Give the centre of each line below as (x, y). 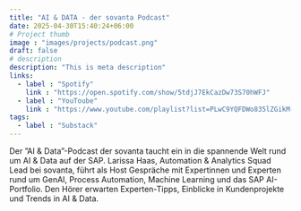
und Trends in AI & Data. (54, 198)
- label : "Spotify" (56, 84)
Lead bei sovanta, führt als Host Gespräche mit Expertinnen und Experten (146, 170)
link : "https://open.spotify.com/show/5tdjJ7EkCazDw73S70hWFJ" (148, 92)
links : (21, 76)
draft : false (34, 51)
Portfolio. (26, 189)
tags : (19, 117)
